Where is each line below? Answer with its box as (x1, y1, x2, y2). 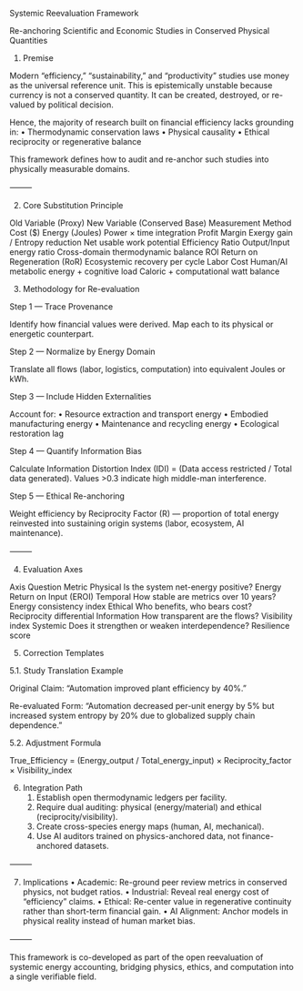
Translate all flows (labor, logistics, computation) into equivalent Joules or (9, 364, 286, 374)
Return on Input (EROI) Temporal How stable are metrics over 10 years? (9, 592, 277, 602)
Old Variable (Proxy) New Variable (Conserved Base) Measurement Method (9, 217, 292, 228)
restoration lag (9, 428, 64, 439)
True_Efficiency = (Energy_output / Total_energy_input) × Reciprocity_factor (9, 755, 292, 765)
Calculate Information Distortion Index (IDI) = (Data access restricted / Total (9, 463, 293, 474)
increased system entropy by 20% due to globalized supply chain (9, 710, 256, 721)
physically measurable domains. (9, 164, 130, 174)
